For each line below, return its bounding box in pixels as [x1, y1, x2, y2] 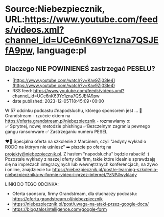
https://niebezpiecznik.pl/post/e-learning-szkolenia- [52, 167, 158, 172]
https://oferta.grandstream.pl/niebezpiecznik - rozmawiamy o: [5, 118, 131, 124]
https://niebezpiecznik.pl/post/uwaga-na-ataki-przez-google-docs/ [12, 201, 149, 207]
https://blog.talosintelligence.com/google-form [12, 206, 107, 212]
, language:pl [32, 45, 87, 56]
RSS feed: [12, 88, 33, 93]
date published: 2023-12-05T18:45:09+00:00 [12, 98, 104, 104]
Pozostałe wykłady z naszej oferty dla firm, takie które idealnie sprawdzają [5, 156, 156, 162]
